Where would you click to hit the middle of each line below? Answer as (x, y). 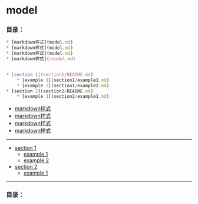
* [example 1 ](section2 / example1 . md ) (63, 97)
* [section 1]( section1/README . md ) (50, 74)
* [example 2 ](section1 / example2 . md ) (63, 85)
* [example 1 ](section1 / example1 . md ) (63, 80)
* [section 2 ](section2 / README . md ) (50, 91)
